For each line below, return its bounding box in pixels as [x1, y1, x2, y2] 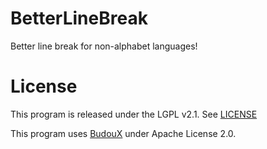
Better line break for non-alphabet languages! [10, 40, 198, 52]
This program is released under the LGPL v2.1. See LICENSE [10, 108, 258, 120]
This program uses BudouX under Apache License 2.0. [10, 127, 237, 139]
